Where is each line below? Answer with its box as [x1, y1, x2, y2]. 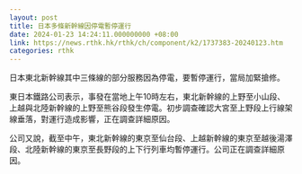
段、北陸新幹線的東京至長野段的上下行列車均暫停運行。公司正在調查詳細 [9, 144, 277, 155]
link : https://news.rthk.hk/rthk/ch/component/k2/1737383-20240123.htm [9, 38, 283, 48]
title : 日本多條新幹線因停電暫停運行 [9, 22, 132, 30]
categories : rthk [9, 47, 75, 56]
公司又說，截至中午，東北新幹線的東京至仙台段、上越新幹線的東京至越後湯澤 [9, 133, 293, 144]
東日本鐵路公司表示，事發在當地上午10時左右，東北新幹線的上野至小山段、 [9, 91, 286, 102]
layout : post [9, 13, 58, 22]
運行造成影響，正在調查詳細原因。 [48, 114, 175, 125]
